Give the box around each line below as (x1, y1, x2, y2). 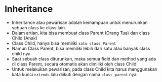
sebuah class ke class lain (11, 24, 65, 30)
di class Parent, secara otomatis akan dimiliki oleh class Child (11, 61, 137, 67)
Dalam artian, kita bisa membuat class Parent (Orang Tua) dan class (11, 30, 150, 36)
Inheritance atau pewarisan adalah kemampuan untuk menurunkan (11, 20, 148, 25)
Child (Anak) (11, 35, 38, 41)
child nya (11, 50, 31, 57)
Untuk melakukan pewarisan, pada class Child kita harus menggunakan (11, 66, 158, 72)
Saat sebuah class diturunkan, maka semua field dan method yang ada (11, 56, 156, 61)
